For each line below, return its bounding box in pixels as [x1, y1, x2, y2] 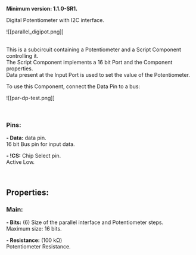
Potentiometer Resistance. [6, 242, 71, 250]
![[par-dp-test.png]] [6, 95, 55, 101]
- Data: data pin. [6, 134, 46, 142]
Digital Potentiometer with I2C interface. [6, 17, 104, 23]
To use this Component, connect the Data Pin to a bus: [6, 83, 141, 90]
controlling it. [6, 52, 39, 59]
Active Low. [6, 158, 35, 166]
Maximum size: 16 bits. [6, 225, 62, 232]
